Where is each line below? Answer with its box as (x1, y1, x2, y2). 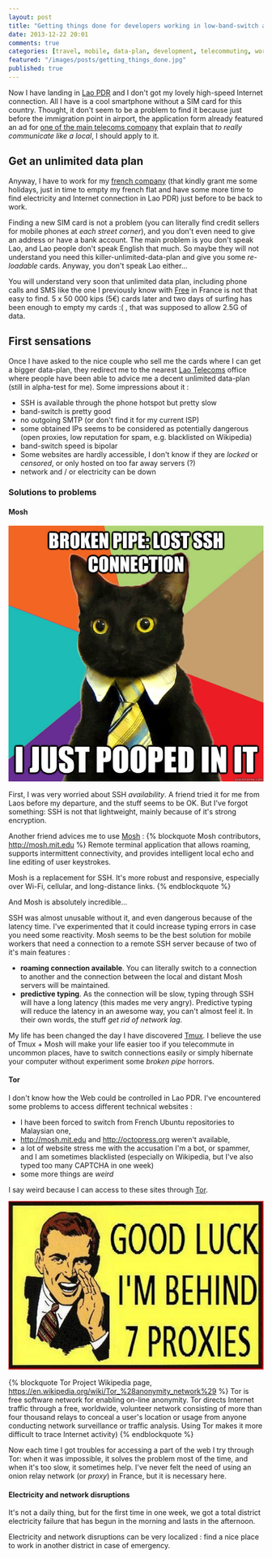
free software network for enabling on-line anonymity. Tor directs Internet (8, 1395, 255, 1405)
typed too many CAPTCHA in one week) (19, 1160, 155, 1170)
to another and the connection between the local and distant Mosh (19, 971, 243, 982)
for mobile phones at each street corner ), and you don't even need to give (8, 226, 256, 235)
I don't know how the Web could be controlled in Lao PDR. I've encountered (8, 1093, 261, 1103)
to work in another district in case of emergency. (8, 1541, 171, 1551)
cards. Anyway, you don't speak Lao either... (39, 261, 188, 270)
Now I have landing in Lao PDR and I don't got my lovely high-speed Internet (8, 88, 263, 97)
